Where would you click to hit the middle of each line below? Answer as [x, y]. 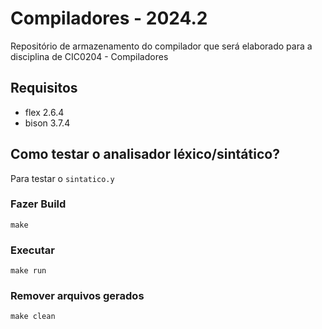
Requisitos [44, 88]
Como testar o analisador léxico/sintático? [145, 154]
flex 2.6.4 [44, 112]
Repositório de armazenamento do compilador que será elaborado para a [161, 46]
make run [28, 271]
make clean [33, 317]
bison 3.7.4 [47, 123]
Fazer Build [38, 204]
